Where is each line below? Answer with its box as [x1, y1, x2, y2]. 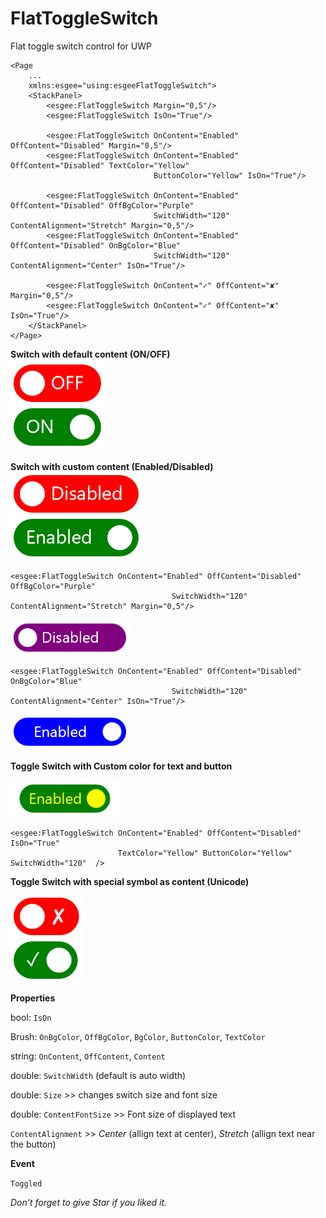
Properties [10, 992, 56, 1004]
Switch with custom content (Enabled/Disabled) [10, 460, 214, 472]
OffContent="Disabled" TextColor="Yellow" [10, 160, 190, 171]
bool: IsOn [10, 1011, 52, 1023]
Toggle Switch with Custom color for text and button [10, 760, 233, 772]
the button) [10, 1138, 57, 1150]
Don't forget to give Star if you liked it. [10, 1196, 168, 1208]
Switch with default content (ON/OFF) [10, 348, 171, 360]
